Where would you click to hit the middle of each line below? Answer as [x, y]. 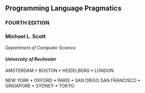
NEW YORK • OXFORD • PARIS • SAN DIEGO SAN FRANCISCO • [73, 80]
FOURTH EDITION [27, 23]
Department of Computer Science [41, 47]
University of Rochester [31, 59]
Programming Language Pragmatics [63, 8]
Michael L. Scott [26, 37]
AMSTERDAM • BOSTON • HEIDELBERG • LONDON [60, 70]
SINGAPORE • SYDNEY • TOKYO [40, 85]
